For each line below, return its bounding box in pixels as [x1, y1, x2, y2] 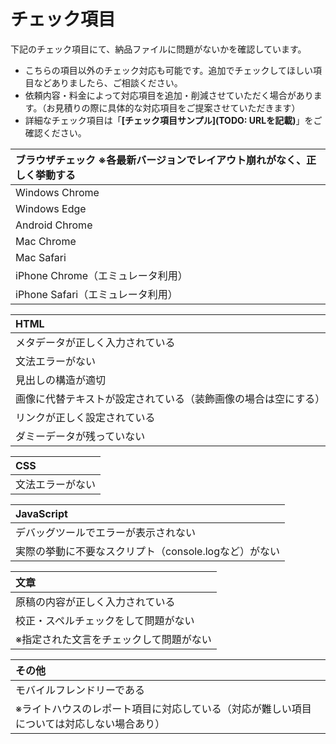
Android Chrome [15, 218, 93, 232]
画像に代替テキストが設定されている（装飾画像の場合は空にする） [15, 391, 326, 405]
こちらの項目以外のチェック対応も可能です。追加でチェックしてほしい [24, 64, 313, 76]
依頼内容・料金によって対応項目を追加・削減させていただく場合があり [24, 89, 314, 101]
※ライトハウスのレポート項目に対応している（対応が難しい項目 [15, 701, 312, 715]
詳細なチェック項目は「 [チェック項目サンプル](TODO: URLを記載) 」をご [24, 114, 323, 126]
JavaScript [15, 506, 68, 520]
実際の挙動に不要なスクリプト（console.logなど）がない [15, 544, 281, 558]
